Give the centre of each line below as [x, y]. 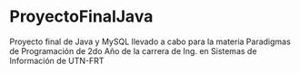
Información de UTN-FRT [57, 60]
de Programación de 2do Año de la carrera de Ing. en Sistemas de [133, 50]
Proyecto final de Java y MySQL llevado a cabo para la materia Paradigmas [150, 41]
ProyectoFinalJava [81, 17]
